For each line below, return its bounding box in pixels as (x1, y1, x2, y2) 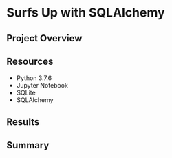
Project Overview (6, 32, 83, 44)
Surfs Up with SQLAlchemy (6, 5, 166, 21)
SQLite (16, 88, 36, 97)
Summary (6, 139, 50, 151)
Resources (6, 55, 54, 67)
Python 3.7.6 (16, 74, 52, 82)
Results (6, 116, 40, 128)
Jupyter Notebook (16, 81, 68, 90)
